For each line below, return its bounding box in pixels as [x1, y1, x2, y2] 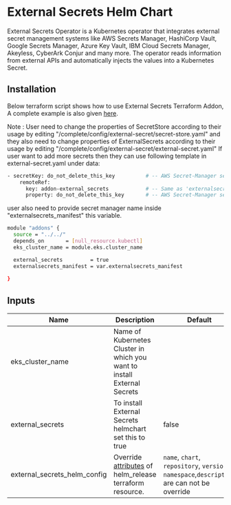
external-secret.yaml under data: [7, 159, 100, 167]
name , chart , [163, 453, 201, 462]
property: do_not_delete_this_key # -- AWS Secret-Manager [25, 192, 217, 198]
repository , [163, 461, 201, 471]
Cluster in [113, 344, 144, 353]
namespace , [163, 470, 197, 480]
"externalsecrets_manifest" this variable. [7, 212, 122, 220]
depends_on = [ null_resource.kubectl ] [13, 238, 143, 245]
